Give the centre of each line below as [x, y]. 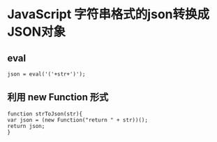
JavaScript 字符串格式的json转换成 [108, 14]
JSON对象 [37, 32]
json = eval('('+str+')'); [46, 74]
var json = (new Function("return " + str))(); [78, 120]
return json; [26, 126]
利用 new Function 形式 [58, 98]
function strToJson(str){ [45, 114]
